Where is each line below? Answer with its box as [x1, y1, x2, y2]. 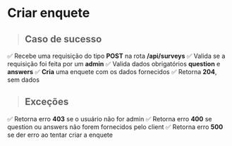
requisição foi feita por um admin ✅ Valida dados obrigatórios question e [7, 60, 221, 68]
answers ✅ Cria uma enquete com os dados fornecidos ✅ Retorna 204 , [7, 68, 217, 75]
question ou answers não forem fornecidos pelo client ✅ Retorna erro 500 [7, 122, 224, 131]
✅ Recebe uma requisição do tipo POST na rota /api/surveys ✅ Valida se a [7, 51, 226, 60]
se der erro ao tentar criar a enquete [7, 130, 113, 139]
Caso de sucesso [24, 33, 102, 45]
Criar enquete [7, 5, 90, 21]
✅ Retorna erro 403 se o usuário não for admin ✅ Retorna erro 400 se [7, 114, 212, 123]
